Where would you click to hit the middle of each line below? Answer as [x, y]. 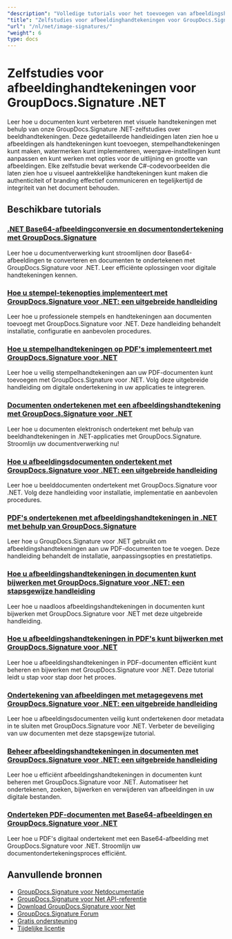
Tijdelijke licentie [41, 928]
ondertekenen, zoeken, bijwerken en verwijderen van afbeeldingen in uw [111, 790]
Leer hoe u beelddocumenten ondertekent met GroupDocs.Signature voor [112, 485]
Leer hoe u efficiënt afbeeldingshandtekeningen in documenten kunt [105, 775]
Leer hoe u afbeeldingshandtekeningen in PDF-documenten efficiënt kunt [112, 662]
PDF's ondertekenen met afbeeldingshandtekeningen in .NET [112, 517]
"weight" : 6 [24, 33]
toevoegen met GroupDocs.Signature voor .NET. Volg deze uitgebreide [108, 380]
